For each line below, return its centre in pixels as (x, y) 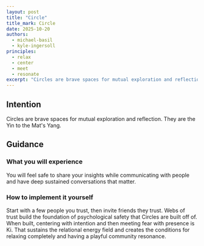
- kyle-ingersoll (34, 46)
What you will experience (45, 162)
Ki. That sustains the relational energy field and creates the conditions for (98, 230)
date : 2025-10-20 (28, 29)
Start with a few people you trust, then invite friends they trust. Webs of (96, 210)
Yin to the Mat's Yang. (34, 125)
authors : (17, 35)
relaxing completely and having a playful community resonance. (86, 236)
